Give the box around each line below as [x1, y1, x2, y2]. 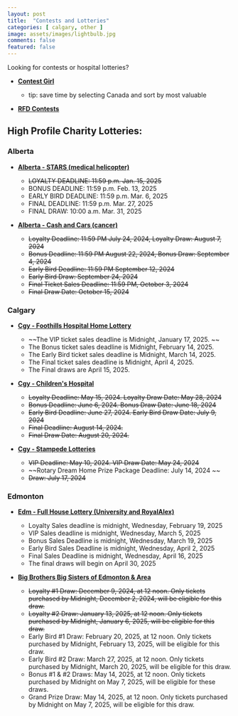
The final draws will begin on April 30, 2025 [28, 559, 156, 568]
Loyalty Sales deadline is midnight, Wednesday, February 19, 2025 [28, 522, 223, 530]
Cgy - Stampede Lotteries [17, 445, 96, 453]
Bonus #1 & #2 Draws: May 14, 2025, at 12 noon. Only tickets [28, 670, 206, 679]
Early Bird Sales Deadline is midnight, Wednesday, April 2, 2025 [28, 544, 215, 553]
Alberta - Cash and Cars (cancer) [17, 220, 119, 229]
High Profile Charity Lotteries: [7, 125, 143, 138]
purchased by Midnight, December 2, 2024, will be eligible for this [28, 594, 222, 603]
